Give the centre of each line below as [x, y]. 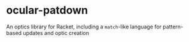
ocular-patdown [47, 10]
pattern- [173, 27]
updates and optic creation [56, 33]
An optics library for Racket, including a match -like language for [84, 27]
